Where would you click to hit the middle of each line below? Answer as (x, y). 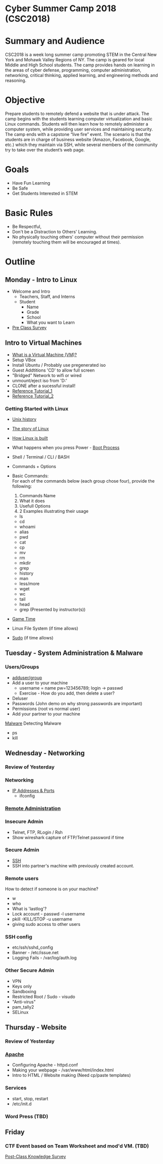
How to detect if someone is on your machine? (52, 889)
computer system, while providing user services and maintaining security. (79, 129)
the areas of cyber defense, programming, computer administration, (73, 70)
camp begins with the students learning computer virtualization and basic (79, 119)
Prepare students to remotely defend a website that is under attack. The (77, 114)
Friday (15, 1132)
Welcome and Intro (31, 291)
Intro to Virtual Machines (44, 343)
